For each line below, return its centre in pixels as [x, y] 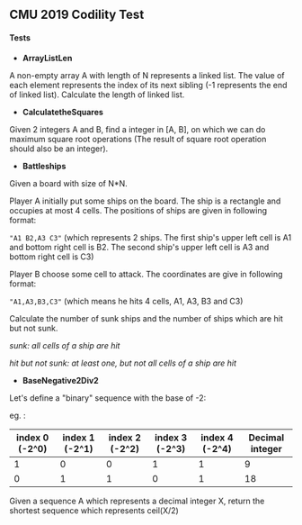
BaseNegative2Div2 [60, 380]
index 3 [171, 438]
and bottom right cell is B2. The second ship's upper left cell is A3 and [139, 247]
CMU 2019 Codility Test [77, 15]
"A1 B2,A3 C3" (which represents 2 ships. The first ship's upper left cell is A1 [151, 237]
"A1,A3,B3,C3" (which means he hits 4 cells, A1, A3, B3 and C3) [126, 301]
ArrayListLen [47, 58]
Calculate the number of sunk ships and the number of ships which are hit [146, 318]
